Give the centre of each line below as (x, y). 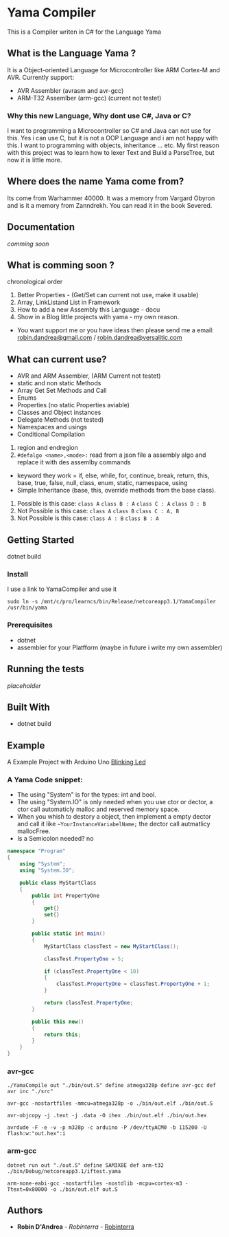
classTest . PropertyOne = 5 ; (84, 959)
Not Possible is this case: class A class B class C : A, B (98, 511)
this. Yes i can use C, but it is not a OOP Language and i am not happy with (112, 138)
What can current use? (57, 359)
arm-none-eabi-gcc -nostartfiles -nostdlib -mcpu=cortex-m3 (95, 1183)
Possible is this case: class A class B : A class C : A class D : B (111, 504)
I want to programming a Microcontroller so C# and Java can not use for (109, 131)
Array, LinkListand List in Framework (69, 302)
